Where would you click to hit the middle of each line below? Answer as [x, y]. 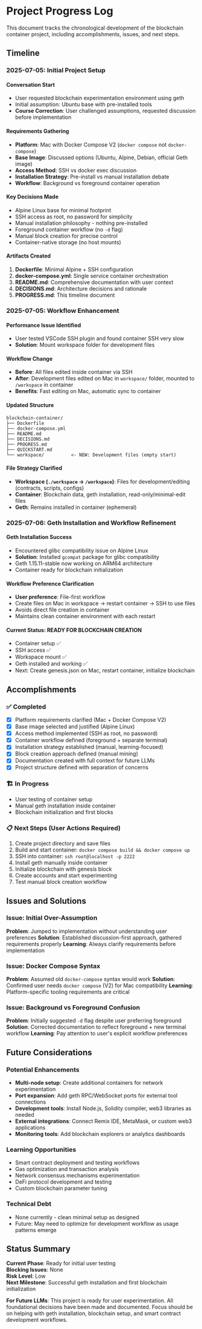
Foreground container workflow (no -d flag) [69, 229]
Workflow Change [30, 358]
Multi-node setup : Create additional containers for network [89, 1083]
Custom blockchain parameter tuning [61, 1189]
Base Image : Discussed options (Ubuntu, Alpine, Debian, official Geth [101, 157]
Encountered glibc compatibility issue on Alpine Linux [82, 551]
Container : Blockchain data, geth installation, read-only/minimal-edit [100, 494]
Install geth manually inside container [61, 863]
